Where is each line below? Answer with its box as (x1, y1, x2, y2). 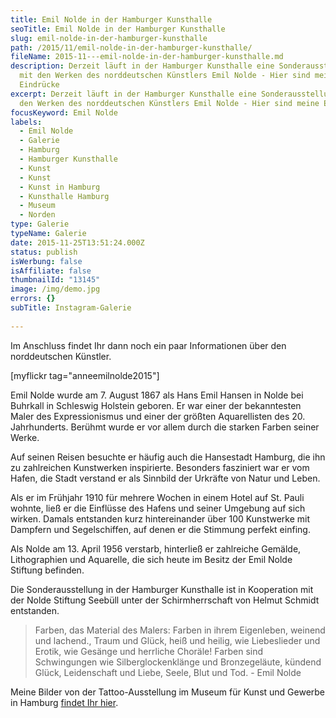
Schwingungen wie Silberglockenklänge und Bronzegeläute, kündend (34, 656, 322, 668)
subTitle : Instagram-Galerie (10, 303, 132, 313)
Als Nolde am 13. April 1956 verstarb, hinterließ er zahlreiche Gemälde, (10, 542, 302, 555)
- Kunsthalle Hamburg (19, 191, 110, 201)
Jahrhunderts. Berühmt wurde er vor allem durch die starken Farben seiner (10, 421, 320, 433)
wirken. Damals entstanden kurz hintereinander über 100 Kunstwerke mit (10, 512, 311, 525)
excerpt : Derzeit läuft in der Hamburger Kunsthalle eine (10, 89, 257, 99)
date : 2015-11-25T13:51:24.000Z (10, 237, 145, 248)
